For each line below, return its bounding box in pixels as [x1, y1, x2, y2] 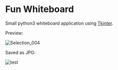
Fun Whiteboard [5, 4, 74, 15]
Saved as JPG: [5, 49, 36, 55]
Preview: [5, 30, 24, 36]
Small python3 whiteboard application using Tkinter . [5, 20, 113, 26]
